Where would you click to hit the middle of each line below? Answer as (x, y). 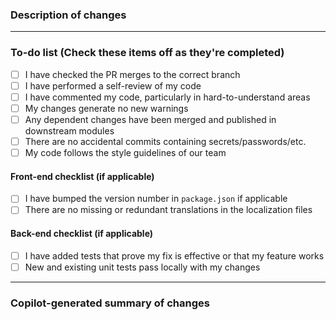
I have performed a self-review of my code (113, 85)
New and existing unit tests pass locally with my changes (142, 267)
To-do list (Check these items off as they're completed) (147, 53)
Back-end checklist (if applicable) (82, 233)
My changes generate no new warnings (106, 108)
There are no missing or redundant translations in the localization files (168, 210)
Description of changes (68, 15)
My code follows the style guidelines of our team (125, 152)
